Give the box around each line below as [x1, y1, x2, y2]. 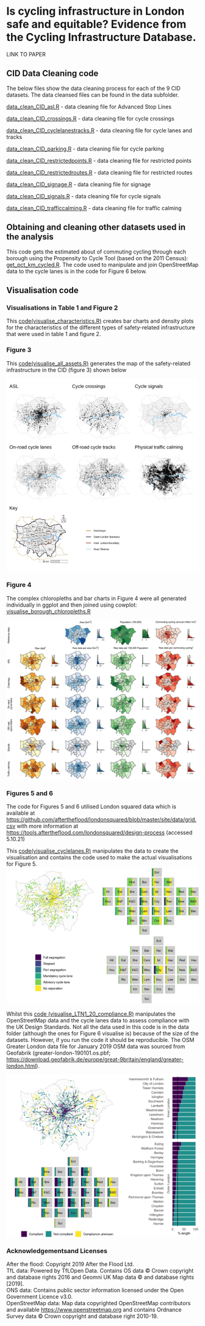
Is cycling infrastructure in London [6, 4, 185, 18]
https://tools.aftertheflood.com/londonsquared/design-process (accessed [6, 829, 193, 836]
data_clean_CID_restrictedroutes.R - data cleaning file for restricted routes [6, 168, 193, 176]
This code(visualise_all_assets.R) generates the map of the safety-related [6, 359, 191, 367]
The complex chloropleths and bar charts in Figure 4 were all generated [6, 594, 187, 602]
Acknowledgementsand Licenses [6, 1246, 108, 1255]
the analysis [6, 231, 54, 242]
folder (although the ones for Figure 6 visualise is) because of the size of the [6, 1030, 199, 1037]
